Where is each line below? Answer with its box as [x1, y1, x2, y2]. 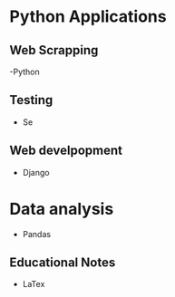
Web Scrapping [9, 43, 99, 58]
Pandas [22, 228, 52, 239]
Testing [9, 92, 53, 108]
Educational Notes [9, 254, 116, 270]
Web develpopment [9, 143, 123, 158]
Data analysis [9, 198, 114, 219]
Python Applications [9, 6, 167, 27]
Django [22, 167, 50, 177]
